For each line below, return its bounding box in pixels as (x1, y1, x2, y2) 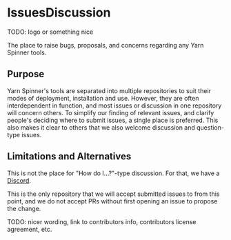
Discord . (7, 176, 31, 184)
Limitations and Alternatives (7, 150, 132, 163)
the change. (7, 204, 41, 212)
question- (196, 123, 224, 132)
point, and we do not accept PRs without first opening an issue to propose (7, 197, 218, 205)
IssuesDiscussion (7, 5, 111, 21)
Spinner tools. (7, 48, 47, 57)
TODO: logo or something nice (7, 28, 94, 36)
